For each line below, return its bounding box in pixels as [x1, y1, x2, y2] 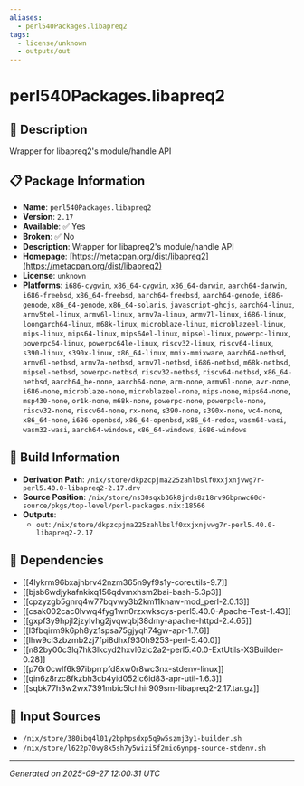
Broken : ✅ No [22, 231, 75, 241]
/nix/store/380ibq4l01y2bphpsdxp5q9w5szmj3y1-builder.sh [22, 734, 242, 743]
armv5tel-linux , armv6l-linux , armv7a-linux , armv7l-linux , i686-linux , [22, 308, 287, 319]
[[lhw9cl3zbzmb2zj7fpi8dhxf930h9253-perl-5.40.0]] [22, 634, 222, 645]
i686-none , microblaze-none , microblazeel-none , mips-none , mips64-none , [22, 385, 291, 396]
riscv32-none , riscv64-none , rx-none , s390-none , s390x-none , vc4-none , [22, 404, 283, 415]
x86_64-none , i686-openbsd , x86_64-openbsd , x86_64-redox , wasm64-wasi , [22, 413, 287, 425]
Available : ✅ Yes [22, 221, 86, 232]
